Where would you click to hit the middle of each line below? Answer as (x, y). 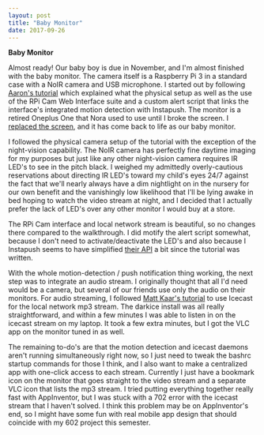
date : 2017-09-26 (37, 30)
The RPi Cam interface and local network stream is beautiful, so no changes (132, 224)
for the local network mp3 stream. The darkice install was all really (117, 307)
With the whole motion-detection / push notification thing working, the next (131, 273)
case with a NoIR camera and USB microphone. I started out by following (127, 84)
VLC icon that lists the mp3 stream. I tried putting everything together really (131, 389)
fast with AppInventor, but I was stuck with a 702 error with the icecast (123, 397)
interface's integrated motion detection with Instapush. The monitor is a (124, 110)
